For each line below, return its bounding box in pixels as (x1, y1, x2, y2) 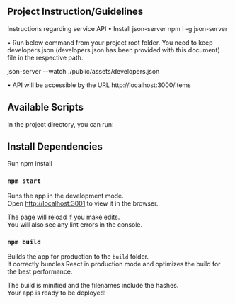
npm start (7, 177, 41, 185)
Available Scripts (7, 101, 84, 113)
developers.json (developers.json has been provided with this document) (7, 45, 221, 54)
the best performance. (7, 267, 73, 276)
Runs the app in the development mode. (7, 191, 124, 200)
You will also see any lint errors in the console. (7, 220, 143, 229)
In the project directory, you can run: (7, 120, 114, 128)
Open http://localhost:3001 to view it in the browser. (7, 198, 159, 208)
